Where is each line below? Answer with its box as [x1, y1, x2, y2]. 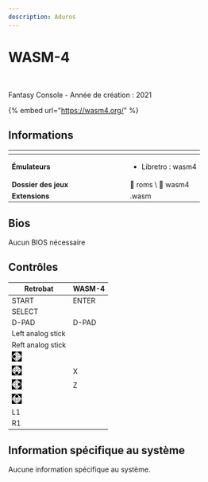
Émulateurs [11, 162, 51, 171]
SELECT [11, 307, 38, 316]
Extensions [11, 191, 50, 201]
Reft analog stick [11, 339, 67, 350]
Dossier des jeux [11, 180, 69, 190]
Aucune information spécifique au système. [8, 464, 151, 474]
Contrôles [8, 261, 59, 274]
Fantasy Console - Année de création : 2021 [8, 90, 152, 100]
